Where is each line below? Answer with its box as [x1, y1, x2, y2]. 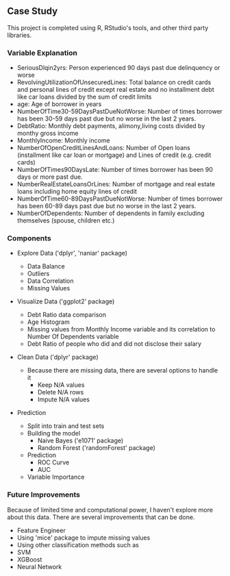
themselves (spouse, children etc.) [16, 216, 115, 225]
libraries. [7, 31, 32, 39]
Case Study [7, 5, 58, 17]
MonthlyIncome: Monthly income [16, 136, 111, 145]
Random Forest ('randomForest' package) [37, 444, 156, 452]
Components [7, 234, 51, 243]
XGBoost [16, 555, 42, 564]
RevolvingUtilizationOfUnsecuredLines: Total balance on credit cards [16, 78, 212, 86]
